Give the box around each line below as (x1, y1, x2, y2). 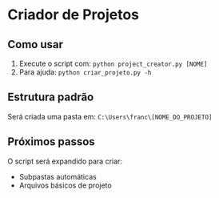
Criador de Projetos (7, 6, 140, 24)
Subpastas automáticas (18, 172, 97, 181)
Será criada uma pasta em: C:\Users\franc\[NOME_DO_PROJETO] (7, 111, 213, 121)
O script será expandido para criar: (7, 156, 123, 166)
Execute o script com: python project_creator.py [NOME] (18, 59, 208, 68)
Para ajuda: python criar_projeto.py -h (18, 67, 152, 77)
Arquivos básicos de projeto (18, 180, 113, 190)
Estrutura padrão (7, 91, 94, 104)
